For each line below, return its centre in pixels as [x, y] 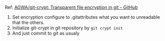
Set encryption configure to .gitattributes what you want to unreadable [86, 17]
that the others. [28, 23]
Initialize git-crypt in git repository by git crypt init [67, 28]
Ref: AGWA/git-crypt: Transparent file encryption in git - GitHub [71, 7]
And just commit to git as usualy [46, 33]
